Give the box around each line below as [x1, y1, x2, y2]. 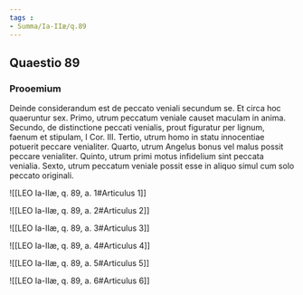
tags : [9, 13, 34, 23]
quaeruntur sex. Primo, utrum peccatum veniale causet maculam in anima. [9, 112, 287, 123]
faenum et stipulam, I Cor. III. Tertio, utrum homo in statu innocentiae [9, 132, 265, 143]
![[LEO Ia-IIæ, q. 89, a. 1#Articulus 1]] [9, 187, 147, 199]
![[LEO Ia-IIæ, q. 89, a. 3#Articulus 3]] [9, 223, 150, 233]
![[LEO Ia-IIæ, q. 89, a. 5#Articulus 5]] [9, 258, 150, 269]
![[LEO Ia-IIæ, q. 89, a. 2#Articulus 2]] [9, 205, 150, 216]
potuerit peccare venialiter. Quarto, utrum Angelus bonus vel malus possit [9, 141, 284, 152]
